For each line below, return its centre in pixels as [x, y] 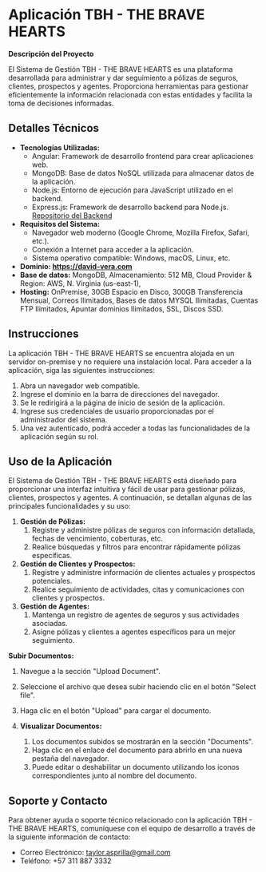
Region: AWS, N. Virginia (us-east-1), [80, 283]
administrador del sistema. [64, 419]
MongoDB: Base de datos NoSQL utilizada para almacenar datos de [143, 172]
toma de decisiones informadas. [61, 103]
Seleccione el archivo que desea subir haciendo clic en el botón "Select [138, 687]
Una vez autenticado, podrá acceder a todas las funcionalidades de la [135, 428]
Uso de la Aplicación [60, 461]
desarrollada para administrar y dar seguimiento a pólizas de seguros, [123, 77]
